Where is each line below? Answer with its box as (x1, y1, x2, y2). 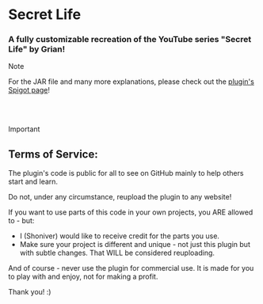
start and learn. (8, 177, 58, 187)
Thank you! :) (8, 287, 51, 297)
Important (8, 124, 40, 134)
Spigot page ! (8, 85, 50, 95)
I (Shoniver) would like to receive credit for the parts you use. (19, 231, 220, 241)
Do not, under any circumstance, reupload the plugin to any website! (8, 192, 232, 202)
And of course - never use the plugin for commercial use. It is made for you (8, 264, 254, 273)
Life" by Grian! (8, 44, 66, 55)
